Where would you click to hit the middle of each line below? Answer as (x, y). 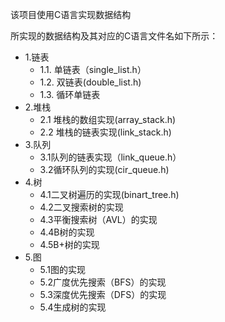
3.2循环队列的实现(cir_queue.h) (104, 169)
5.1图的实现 (63, 269)
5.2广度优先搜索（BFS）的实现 (103, 282)
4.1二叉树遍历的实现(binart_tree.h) (109, 194)
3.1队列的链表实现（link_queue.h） (110, 157)
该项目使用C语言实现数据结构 (71, 14)
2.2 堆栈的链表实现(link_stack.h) (105, 132)
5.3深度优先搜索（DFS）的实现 (103, 294)
